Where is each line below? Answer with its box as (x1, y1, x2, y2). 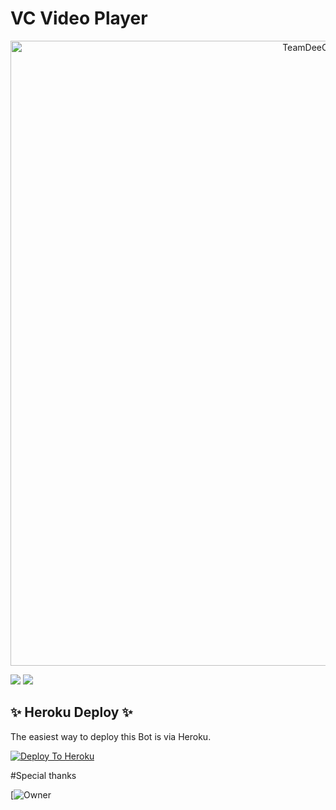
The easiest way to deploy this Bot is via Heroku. (10, 730, 212, 742)
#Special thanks (10, 769, 77, 781)
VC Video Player (10, 7, 148, 30)
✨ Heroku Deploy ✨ (10, 704, 133, 721)
